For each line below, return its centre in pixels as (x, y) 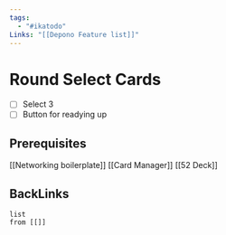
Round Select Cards (85, 79)
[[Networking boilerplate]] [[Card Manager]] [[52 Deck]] (114, 165)
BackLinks (39, 194)
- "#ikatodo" (42, 26)
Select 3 (38, 104)
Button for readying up (64, 115)
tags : (19, 18)
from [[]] (28, 222)
